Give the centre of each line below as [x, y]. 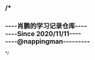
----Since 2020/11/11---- [43, 34]
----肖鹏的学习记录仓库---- [46, 26]
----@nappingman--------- [48, 41]
